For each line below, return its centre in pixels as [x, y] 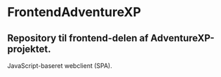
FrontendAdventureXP [74, 12]
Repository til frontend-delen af [78, 38]
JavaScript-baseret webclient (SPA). [60, 66]
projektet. [29, 49]
